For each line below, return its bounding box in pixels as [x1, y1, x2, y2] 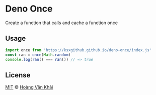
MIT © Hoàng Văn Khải [5, 84, 53, 90]
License [5, 71, 31, 79]
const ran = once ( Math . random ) [5, 52, 71, 57]
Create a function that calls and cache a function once [5, 20, 118, 26]
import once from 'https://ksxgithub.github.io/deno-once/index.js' [5, 47, 152, 53]
